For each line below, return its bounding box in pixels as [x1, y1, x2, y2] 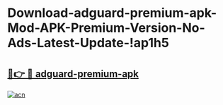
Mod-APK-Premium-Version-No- [7, 20, 205, 36]
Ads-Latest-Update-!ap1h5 [7, 35, 170, 51]
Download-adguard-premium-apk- [7, 5, 217, 21]
